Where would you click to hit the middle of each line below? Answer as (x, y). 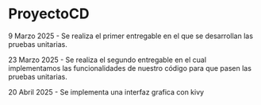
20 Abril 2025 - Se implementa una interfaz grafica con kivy (106, 91)
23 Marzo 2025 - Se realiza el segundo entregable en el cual (107, 60)
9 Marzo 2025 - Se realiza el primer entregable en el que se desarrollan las (131, 36)
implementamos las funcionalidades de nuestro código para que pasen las (130, 68)
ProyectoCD (49, 14)
